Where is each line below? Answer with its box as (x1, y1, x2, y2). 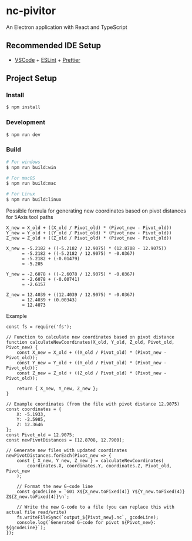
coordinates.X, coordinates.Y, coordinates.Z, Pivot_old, (27, 463, 172, 469)
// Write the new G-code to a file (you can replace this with (16, 505, 175, 510)
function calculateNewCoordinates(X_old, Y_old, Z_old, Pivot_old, (6, 340, 175, 346)
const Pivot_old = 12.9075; (6, 432, 75, 438)
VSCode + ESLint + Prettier (14, 56, 80, 63)
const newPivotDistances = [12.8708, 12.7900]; (6, 437, 125, 443)
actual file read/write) (6, 509, 67, 516)
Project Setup (6, 74, 58, 84)
